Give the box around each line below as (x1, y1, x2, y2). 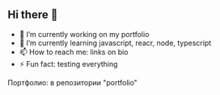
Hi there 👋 (7, 8, 58, 22)
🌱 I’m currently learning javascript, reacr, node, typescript (19, 38, 212, 47)
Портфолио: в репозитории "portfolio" (7, 77, 138, 87)
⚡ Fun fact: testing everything (19, 59, 118, 68)
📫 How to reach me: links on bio (19, 47, 129, 56)
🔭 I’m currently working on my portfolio (19, 29, 150, 39)
